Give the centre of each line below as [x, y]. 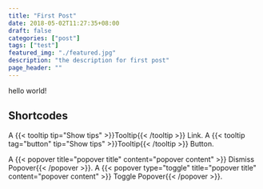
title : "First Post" [43, 16]
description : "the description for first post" [89, 61]
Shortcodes [38, 116]
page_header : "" [35, 68]
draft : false [30, 30]
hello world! [28, 90]
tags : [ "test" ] [34, 46]
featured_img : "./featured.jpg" [62, 53]
